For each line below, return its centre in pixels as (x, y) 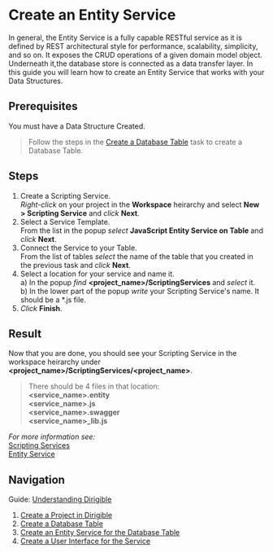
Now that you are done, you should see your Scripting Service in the (123, 353)
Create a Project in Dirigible (66, 516)
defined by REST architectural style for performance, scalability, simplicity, (133, 46)
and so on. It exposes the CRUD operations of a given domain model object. (135, 55)
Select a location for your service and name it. (97, 274)
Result (25, 334)
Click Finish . (41, 308)
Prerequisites (43, 106)
